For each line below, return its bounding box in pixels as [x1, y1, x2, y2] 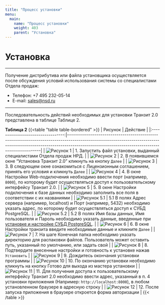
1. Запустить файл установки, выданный [75, 148, 160, 153]
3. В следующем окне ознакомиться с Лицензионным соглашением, [5, 163, 150, 169]
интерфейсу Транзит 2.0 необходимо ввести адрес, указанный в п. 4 [5, 273, 150, 279]
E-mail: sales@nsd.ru [12, 97, 55, 104]
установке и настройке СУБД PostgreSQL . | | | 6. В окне [5, 221, 149, 227]
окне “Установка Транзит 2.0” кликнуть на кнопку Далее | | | [5, 158, 158, 164]
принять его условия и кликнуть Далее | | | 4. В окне [5, 168, 141, 174]
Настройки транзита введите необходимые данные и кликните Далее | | [5, 226, 156, 232]
